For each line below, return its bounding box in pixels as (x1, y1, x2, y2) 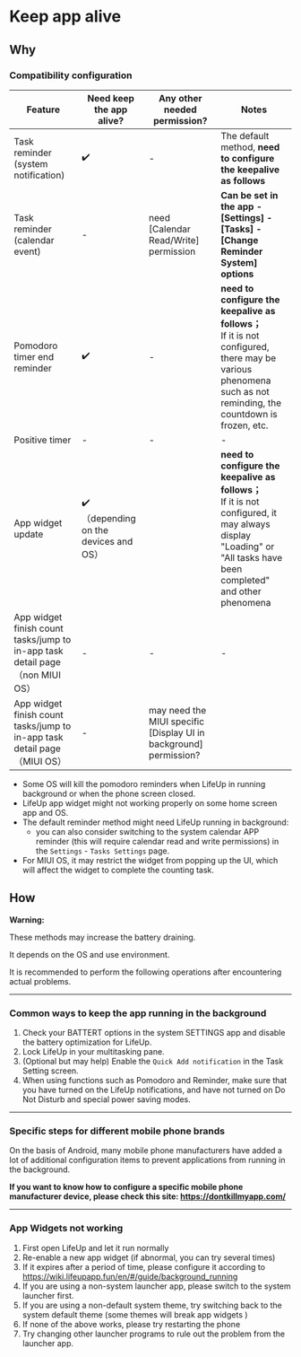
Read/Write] (149, 233, 200, 246)
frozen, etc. (220, 419, 269, 432)
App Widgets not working (9, 1222, 124, 1235)
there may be (220, 352, 277, 364)
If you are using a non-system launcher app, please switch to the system (21, 1281, 291, 1291)
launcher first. (21, 1290, 74, 1300)
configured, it (220, 506, 278, 519)
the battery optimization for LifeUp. (21, 1037, 152, 1047)
